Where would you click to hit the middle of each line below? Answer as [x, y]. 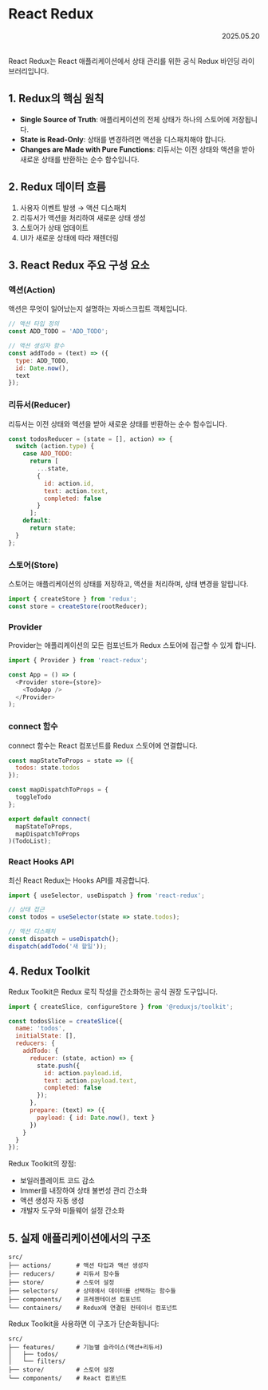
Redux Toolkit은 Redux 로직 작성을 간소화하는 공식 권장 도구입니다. [113, 991]
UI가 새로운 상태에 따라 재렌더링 [69, 237]
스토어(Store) [33, 565]
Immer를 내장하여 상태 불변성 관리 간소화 [83, 1190]
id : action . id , [69, 483]
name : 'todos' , [41, 1029]
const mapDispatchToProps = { [59, 790]
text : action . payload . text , [90, 1080]
